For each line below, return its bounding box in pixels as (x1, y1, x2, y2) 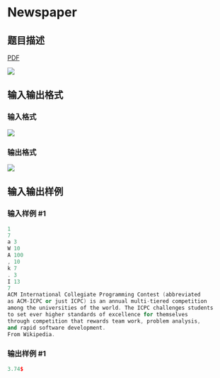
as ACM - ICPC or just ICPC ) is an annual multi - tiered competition (7, 298, 207, 305)
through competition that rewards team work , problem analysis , (7, 317, 201, 325)
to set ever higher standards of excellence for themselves (7, 311, 189, 318)
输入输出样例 (7, 186, 64, 198)
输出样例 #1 (7, 349, 46, 359)
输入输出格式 (7, 89, 64, 101)
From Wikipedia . (7, 330, 55, 338)
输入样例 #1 (7, 209, 46, 218)
